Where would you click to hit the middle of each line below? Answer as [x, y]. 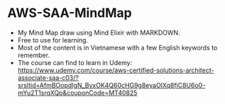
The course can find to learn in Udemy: [75, 62]
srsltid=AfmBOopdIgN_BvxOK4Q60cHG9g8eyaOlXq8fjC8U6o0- [111, 85]
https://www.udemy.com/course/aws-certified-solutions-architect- [116, 70]
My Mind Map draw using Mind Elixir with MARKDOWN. [99, 33]
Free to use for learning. [53, 40]
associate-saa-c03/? [48, 77]
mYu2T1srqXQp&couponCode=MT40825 [77, 93]
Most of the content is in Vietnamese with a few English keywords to [117, 47]
